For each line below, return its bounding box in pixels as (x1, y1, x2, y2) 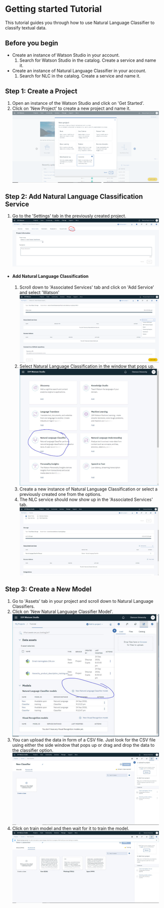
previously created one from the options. (19, 491, 102, 497)
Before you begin (5, 39, 59, 48)
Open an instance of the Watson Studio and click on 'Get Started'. (12, 100, 144, 106)
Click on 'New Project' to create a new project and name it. (12, 105, 131, 111)
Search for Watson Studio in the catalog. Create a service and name (19, 57, 156, 63)
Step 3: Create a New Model (5, 585, 92, 593)
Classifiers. (12, 603, 35, 609)
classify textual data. (5, 25, 47, 30)
